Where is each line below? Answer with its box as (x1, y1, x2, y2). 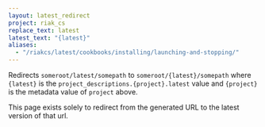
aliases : (8, 41, 37, 49)
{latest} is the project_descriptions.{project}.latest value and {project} (8, 79, 258, 88)
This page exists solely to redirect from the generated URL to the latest (8, 102, 240, 112)
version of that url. (8, 111, 69, 120)
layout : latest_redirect (8, 11, 90, 20)
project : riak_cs (8, 19, 66, 27)
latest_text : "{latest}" (8, 33, 90, 42)
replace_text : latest (8, 26, 80, 34)
